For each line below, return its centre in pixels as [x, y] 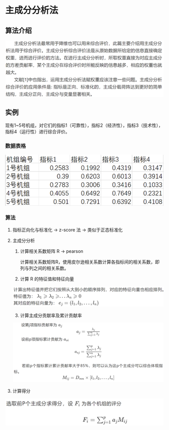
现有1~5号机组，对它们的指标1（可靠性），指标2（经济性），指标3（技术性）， [84, 125]
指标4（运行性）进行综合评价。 [38, 132]
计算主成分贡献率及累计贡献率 [51, 316]
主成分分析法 [32, 10]
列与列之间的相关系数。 [44, 268]
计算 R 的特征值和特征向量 [47, 279]
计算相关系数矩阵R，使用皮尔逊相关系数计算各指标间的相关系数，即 [90, 262]
